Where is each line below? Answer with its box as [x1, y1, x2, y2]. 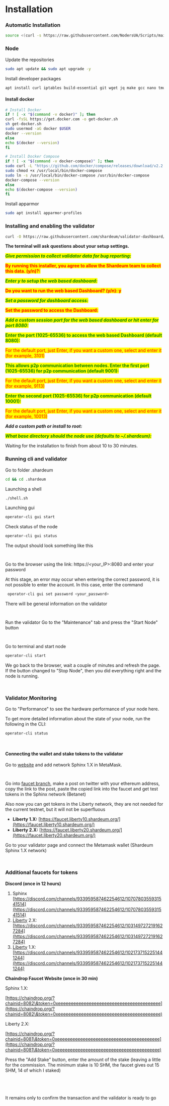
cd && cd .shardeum [5, 477, 46, 482]
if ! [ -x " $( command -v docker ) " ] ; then [5, 112, 96, 117]
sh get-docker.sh [5, 121, 42, 127]
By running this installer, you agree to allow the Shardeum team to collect [5, 263, 161, 269]
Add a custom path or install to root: [5, 423, 82, 429]
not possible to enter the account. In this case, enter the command [5, 582, 143, 588]
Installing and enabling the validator [5, 222, 95, 229]
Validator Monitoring [5, 694, 57, 701]
